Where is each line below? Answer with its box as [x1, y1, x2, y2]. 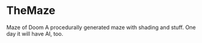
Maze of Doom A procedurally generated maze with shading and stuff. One [6, 24, 196, 31]
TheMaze [6, 4, 56, 18]
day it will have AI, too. [6, 30, 63, 37]
